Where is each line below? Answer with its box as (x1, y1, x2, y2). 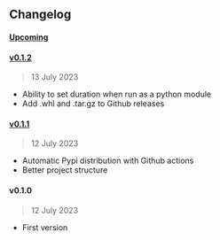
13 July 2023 (30, 72, 79, 82)
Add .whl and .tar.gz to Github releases (21, 98, 165, 109)
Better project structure (21, 165, 108, 175)
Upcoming (9, 31, 49, 43)
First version (21, 221, 68, 233)
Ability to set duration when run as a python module (21, 89, 212, 100)
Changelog (9, 7, 72, 22)
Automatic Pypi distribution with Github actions (21, 155, 194, 166)
